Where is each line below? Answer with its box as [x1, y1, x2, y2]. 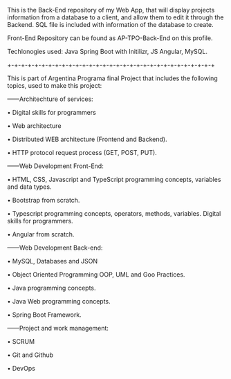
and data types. [7, 183, 52, 191]
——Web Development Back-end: [7, 243, 103, 252]
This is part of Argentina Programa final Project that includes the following [7, 74, 218, 82]
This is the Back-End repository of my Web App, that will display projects [7, 6, 215, 14]
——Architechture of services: [7, 95, 93, 103]
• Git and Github [7, 351, 54, 359]
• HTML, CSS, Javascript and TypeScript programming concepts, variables [7, 176, 221, 183]
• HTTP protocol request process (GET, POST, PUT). [7, 149, 157, 156]
